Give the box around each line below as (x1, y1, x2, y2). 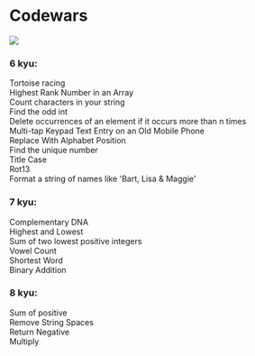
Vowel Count (9, 245, 57, 256)
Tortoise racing (9, 78, 66, 88)
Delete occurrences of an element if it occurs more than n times (9, 116, 247, 127)
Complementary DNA (9, 216, 88, 227)
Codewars (9, 5, 88, 26)
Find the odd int (9, 106, 68, 117)
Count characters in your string (9, 96, 125, 108)
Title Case (9, 154, 48, 165)
